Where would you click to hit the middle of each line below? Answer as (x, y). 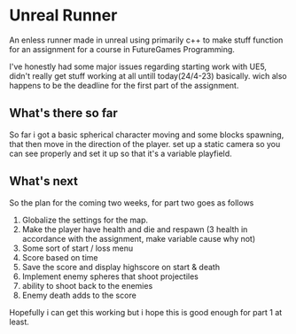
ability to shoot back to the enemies (87, 285)
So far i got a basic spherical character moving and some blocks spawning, (147, 135)
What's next (43, 181)
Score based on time (60, 257)
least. (19, 322)
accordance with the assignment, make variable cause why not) (139, 238)
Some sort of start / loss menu (78, 248)
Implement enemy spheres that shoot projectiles (110, 276)
